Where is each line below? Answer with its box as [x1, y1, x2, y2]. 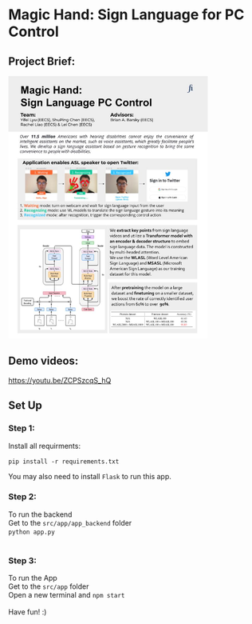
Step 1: [8, 422, 35, 434]
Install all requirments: [8, 441, 81, 450]
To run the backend [8, 510, 73, 519]
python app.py [8, 528, 56, 536]
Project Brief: [8, 54, 76, 68]
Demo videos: [8, 354, 79, 368]
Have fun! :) [8, 607, 47, 617]
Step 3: [8, 554, 37, 566]
